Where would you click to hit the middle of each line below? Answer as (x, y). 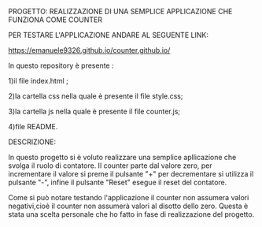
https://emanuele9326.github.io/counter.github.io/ (89, 50)
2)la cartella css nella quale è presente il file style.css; (96, 96)
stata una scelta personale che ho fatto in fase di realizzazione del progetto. (131, 214)
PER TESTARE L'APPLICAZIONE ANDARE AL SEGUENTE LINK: (108, 35)
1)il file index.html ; (39, 81)
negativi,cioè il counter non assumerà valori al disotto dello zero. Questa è (128, 206)
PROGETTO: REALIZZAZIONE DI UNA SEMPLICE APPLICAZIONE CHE (120, 11)
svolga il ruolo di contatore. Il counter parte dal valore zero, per (110, 166)
